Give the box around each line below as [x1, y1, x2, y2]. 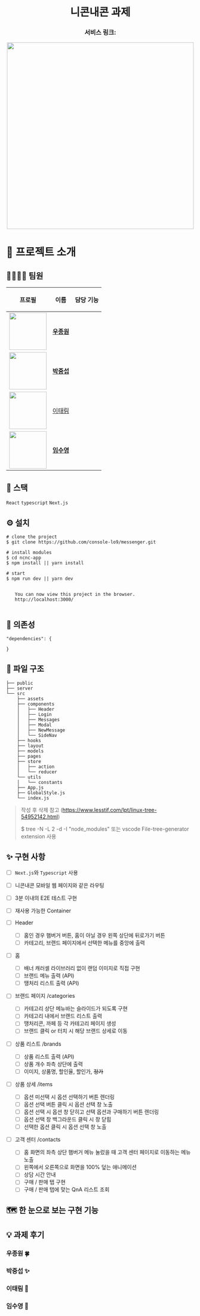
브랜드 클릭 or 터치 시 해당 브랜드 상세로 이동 [23, 1028, 128, 1035]
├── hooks [17, 737, 42, 743]
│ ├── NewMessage [17, 727, 66, 733]
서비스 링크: [84, 28, 116, 36]
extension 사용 [20, 832, 57, 840]
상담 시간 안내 [23, 1171, 56, 1178]
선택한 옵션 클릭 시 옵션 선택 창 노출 [23, 1123, 107, 1130]
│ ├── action [17, 764, 55, 770]
